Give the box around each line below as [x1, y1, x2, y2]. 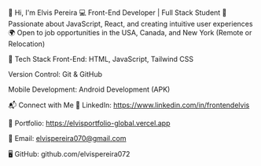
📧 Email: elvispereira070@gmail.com [8, 134, 127, 143]
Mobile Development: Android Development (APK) [8, 85, 171, 94]
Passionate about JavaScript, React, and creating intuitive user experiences [8, 20, 253, 28]
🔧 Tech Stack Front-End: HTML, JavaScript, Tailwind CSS [8, 55, 194, 63]
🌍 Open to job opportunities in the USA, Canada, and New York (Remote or [8, 28, 252, 37]
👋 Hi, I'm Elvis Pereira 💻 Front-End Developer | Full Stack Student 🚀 [8, 8, 227, 17]
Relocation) [8, 39, 46, 49]
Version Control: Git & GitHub [8, 70, 103, 78]
